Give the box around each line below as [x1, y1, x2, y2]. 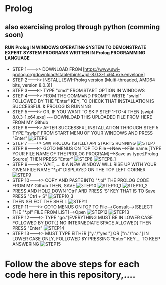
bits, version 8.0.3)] [12, 82, 52, 88]
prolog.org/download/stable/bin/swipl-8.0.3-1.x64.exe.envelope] [12, 71, 145, 77]
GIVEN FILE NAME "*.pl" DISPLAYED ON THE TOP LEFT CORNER [12, 166, 146, 172]
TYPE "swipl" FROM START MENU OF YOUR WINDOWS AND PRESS [12, 130, 153, 136]
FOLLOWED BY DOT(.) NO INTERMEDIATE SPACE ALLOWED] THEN [12, 220, 152, 226]
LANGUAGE [5, 55, 30, 61]
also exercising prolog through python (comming [5, 23, 160, 31]
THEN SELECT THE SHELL [12, 198, 67, 204]
